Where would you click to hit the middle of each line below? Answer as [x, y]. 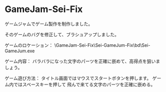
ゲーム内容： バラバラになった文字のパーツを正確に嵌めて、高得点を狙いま [82, 61]
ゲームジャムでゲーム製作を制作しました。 [49, 24]
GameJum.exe [20, 51]
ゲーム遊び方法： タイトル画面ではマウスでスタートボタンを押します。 [78, 78]
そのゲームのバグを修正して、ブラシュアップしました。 [62, 34]
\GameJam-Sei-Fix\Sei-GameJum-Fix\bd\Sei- [102, 45]
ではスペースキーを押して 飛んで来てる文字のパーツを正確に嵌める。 [84, 84]
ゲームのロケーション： [29, 45]
